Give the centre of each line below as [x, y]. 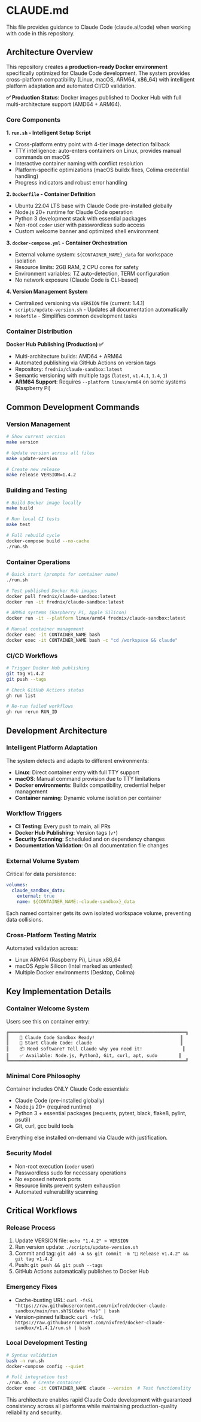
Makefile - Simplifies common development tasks [76, 316]
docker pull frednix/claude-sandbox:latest [61, 596]
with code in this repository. [40, 33]
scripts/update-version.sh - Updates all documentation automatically [101, 310]
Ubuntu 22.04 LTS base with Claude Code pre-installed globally [93, 206]
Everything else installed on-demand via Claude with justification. [87, 1138]
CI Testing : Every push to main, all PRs [63, 826]
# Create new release [33, 469]
